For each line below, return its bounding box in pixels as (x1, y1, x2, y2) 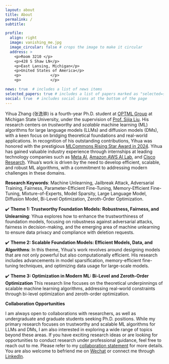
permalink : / (5, 17, 33, 22)
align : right (10, 35, 37, 40)
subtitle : (5, 21, 26, 27)
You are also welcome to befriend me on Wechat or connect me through (5, 348, 155, 354)
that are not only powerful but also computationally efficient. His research (5, 252, 158, 258)
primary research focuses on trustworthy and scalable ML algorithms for (5, 321, 156, 327)
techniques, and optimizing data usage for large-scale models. (19, 263, 149, 269)
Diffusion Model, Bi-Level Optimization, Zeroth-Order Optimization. (5, 195, 144, 202)
